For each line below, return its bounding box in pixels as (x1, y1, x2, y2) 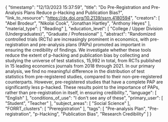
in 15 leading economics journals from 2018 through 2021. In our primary (5, 63, 155, 69)
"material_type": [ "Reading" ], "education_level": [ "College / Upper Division (5, 26, 163, 32)
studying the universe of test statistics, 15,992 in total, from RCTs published (5, 58, 161, 63)
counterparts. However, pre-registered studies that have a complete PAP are (5, 79, 163, 85)
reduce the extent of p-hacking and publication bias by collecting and (5, 52, 149, 58)
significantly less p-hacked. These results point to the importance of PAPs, (5, 84, 159, 90)
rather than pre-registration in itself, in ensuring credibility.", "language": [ (5, 90, 157, 95)
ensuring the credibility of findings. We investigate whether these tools (5, 47, 151, 53)
